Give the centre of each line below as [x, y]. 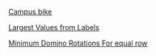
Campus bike [30, 12]
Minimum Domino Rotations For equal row [78, 43]
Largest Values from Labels [54, 27]
